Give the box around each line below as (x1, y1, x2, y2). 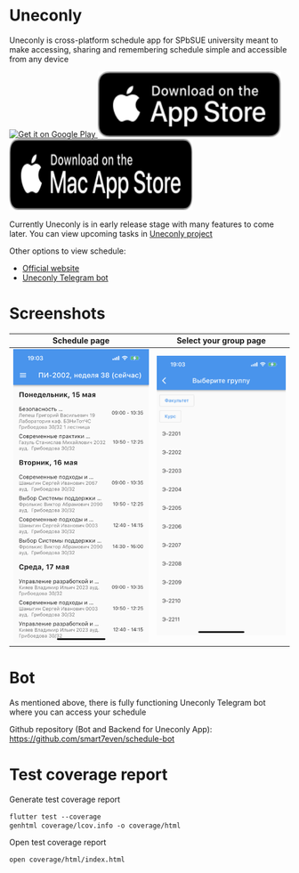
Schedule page (52, 335, 110, 346)
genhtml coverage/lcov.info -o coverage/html (9, 821, 181, 830)
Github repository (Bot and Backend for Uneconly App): (9, 724, 213, 735)
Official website (21, 263, 80, 273)
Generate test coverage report (9, 794, 121, 805)
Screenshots (9, 303, 106, 324)
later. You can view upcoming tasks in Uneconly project (9, 228, 214, 238)
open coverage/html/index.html (9, 855, 125, 864)
